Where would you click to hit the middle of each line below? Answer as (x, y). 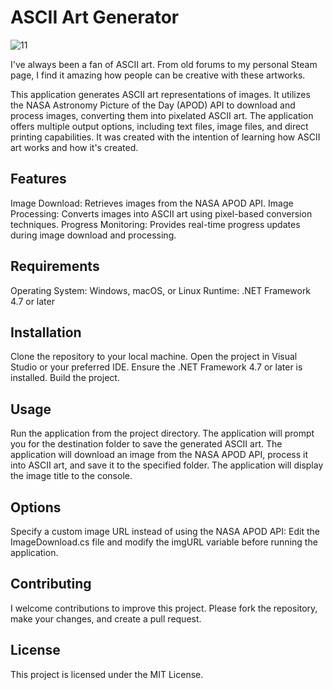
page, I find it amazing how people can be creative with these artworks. (158, 75)
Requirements (55, 266)
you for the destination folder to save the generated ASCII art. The (146, 444)
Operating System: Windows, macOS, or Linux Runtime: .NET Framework (161, 290)
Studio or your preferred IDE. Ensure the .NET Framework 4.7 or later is (156, 367)
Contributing (51, 584)
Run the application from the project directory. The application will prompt (162, 433)
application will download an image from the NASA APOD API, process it (159, 455)
